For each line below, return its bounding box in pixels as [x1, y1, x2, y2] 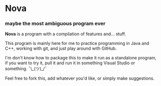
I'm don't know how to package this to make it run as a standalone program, [5, 55, 157, 61]
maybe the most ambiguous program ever [5, 20, 105, 27]
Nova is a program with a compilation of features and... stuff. [5, 31, 126, 37]
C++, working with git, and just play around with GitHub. [5, 45, 117, 51]
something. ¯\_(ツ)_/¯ [5, 66, 47, 72]
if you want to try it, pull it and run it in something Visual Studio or [5, 60, 135, 66]
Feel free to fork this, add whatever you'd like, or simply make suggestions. [5, 75, 155, 81]
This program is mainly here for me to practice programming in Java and [5, 41, 149, 46]
